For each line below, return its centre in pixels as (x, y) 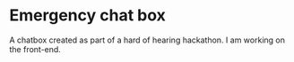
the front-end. (35, 49)
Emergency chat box (87, 15)
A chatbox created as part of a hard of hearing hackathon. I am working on (147, 40)
